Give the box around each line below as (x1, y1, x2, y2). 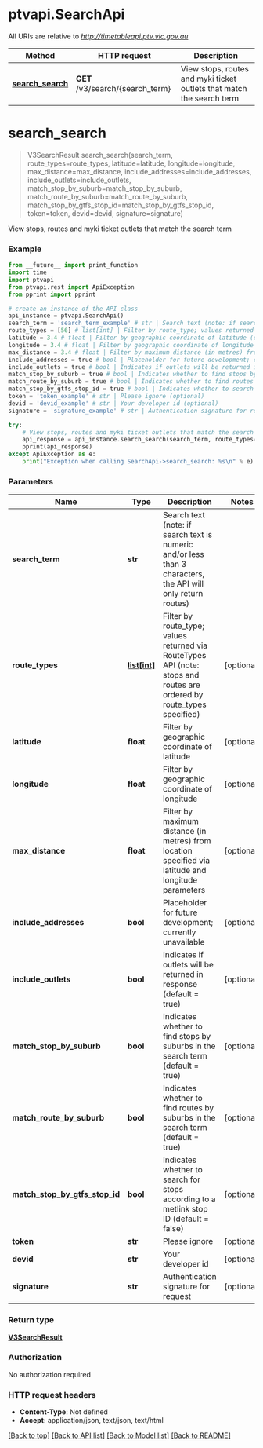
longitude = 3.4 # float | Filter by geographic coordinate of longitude (8, 341, 254, 349)
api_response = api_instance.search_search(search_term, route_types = (22, 436, 258, 444)
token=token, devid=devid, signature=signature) (27, 208, 184, 218)
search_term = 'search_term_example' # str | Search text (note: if (8, 320, 236, 327)
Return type (8, 1315, 55, 1326)
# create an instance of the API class (8, 305, 139, 313)
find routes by (163, 1102, 214, 1113)
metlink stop (163, 1204, 208, 1215)
